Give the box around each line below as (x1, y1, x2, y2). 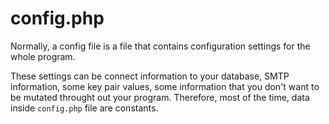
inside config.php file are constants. (10, 102, 159, 114)
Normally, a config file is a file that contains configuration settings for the (10, 40, 311, 52)
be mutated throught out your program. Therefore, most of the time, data (10, 91, 310, 103)
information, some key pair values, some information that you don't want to (10, 80, 320, 92)
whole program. (10, 50, 76, 62)
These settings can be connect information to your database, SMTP (10, 70, 290, 82)
